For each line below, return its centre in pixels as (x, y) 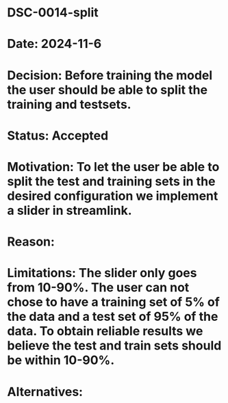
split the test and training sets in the (111, 181)
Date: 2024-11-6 (54, 44)
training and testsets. (69, 104)
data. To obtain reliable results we (105, 331)
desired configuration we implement (113, 196)
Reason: (31, 242)
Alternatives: (45, 392)
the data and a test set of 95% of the (113, 317)
